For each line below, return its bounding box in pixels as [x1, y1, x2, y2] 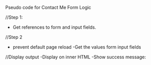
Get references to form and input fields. [12, 24, 96, 30]
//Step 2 [5, 34, 23, 40]
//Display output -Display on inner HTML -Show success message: [5, 54, 146, 60]
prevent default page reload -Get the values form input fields [12, 44, 141, 50]
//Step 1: [5, 14, 23, 20]
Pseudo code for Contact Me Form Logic [5, 5, 91, 10]
